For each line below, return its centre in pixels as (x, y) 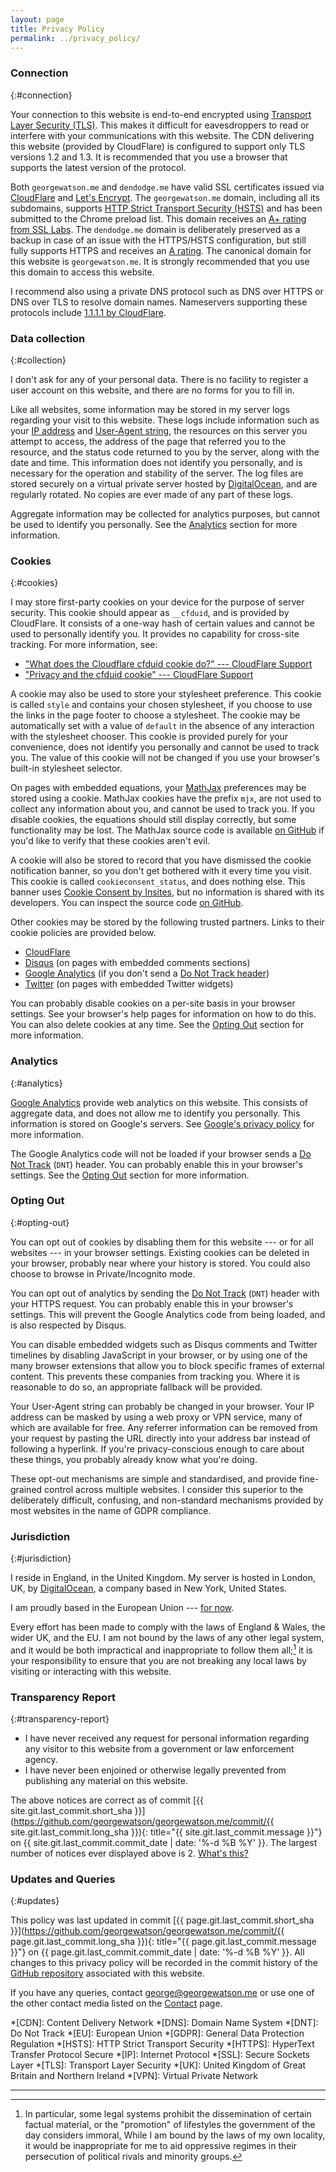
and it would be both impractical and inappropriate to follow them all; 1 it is (161, 1649)
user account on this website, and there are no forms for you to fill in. (152, 390)
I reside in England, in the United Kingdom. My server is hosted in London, (163, 1578)
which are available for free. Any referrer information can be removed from (164, 1427)
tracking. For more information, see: (84, 645)
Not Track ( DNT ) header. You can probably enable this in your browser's (156, 1164)
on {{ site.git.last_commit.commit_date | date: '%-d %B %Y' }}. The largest (164, 1843)
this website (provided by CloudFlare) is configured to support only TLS (158, 146)
